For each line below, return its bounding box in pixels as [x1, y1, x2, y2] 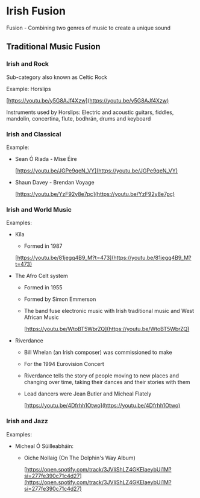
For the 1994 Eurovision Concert [23, 361, 104, 368]
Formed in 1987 [23, 242, 63, 250]
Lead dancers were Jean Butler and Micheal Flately [23, 390, 152, 397]
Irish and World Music [6, 205, 72, 213]
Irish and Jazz [6, 417, 48, 426]
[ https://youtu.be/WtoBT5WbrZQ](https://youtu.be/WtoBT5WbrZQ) [23, 326, 190, 333]
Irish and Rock [6, 60, 49, 68]
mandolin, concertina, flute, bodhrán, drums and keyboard [6, 115, 151, 122]
